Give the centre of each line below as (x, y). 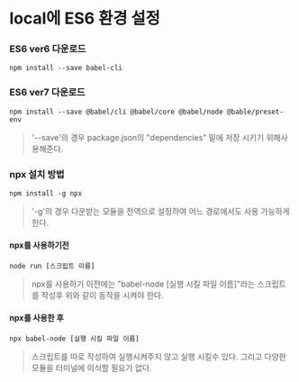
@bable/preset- (255, 112)
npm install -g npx (46, 194)
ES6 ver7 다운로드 (47, 93)
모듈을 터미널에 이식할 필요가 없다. (91, 368)
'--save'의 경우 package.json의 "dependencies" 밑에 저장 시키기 (148, 137)
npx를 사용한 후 (37, 317)
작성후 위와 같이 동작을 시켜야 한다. (102, 296)
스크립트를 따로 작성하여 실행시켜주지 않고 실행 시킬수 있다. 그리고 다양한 (159, 357)
